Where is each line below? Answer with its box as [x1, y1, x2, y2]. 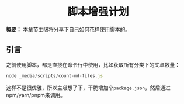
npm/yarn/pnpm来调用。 [6, 91, 66, 98]
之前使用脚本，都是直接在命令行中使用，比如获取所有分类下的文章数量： [6, 61, 180, 68]
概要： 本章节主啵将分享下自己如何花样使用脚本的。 [6, 26, 130, 33]
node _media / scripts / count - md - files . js [6, 72, 103, 79]
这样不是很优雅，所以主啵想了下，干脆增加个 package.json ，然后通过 [6, 84, 171, 91]
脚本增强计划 [67, 5, 129, 19]
